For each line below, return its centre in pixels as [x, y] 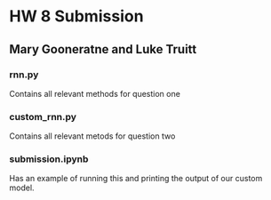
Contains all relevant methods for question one [95, 93]
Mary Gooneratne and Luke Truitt [103, 49]
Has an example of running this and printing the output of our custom [136, 179]
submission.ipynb [49, 159]
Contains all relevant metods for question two [92, 136]
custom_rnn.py [43, 116]
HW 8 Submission [76, 16]
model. [22, 188]
